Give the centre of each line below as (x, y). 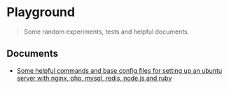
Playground (41, 12)
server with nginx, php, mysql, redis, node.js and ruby (94, 78)
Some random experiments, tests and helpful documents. (106, 32)
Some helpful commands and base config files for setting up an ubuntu (119, 70)
